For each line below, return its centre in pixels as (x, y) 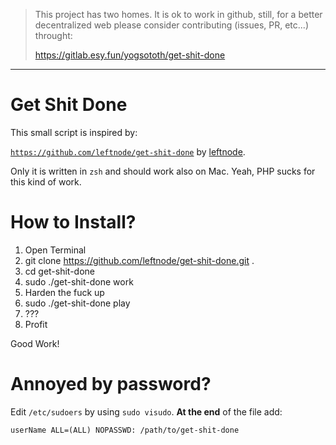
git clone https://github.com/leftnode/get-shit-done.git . (139, 260)
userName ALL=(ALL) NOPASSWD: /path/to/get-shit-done (125, 430)
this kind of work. (46, 181)
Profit (36, 324)
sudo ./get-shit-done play (77, 303)
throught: (53, 35)
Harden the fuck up (64, 292)
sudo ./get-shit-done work (79, 281)
